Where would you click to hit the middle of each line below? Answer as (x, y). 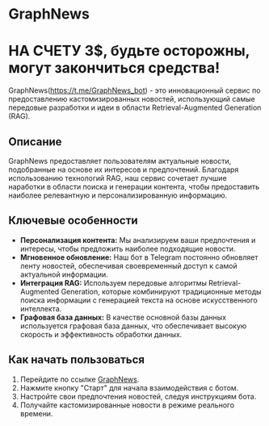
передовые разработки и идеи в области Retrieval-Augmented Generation (135, 108)
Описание (35, 142)
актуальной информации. (64, 274)
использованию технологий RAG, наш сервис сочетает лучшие (118, 177)
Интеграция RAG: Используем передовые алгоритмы (113, 282)
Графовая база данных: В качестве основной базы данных (123, 317)
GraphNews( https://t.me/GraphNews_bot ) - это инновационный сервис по (134, 90)
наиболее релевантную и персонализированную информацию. (118, 195)
